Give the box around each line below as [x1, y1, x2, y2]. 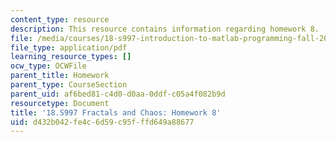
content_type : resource [10, 14, 110, 25]
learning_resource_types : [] [10, 52, 132, 62]
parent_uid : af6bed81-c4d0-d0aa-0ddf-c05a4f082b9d [10, 89, 226, 99]
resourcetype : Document [10, 98, 110, 108]
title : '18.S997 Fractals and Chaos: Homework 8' [10, 107, 222, 118]
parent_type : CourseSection [10, 80, 128, 90]
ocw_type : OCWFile [10, 61, 87, 71]
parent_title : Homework [10, 71, 110, 81]
